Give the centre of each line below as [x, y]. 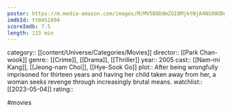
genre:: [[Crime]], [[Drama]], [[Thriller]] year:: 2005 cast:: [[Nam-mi [124, 60]
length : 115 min [30, 33]
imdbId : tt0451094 [33, 20]
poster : [18, 13]
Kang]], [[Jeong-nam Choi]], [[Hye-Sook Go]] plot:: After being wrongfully [113, 67]
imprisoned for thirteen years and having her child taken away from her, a [112, 75]
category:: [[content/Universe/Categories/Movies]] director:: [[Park [103, 53]
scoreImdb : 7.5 [29, 26]
